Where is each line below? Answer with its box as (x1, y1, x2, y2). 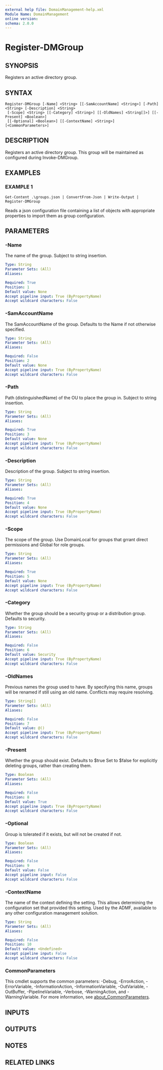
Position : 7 (5, 721, 29, 726)
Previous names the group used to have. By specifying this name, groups (5, 684, 153, 690)
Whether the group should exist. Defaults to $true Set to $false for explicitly (5, 758, 158, 764)
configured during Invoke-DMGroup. (5, 154, 79, 160)
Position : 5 (5, 574, 29, 579)
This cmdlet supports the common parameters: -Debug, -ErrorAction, (5, 978, 145, 984)
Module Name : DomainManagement (5, 12, 69, 17)
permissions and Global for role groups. (5, 542, 85, 548)
